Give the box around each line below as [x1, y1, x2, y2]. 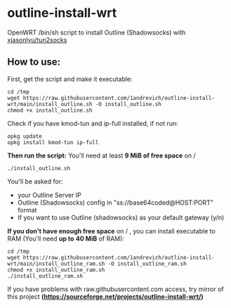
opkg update [7, 132, 42, 140]
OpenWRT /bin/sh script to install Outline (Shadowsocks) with [7, 28, 186, 37]
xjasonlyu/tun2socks [7, 35, 67, 44]
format [17, 205, 37, 214]
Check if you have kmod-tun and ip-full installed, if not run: [7, 119, 178, 127]
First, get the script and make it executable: [7, 75, 133, 83]
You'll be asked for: [7, 177, 63, 186]
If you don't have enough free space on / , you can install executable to [7, 226, 216, 235]
